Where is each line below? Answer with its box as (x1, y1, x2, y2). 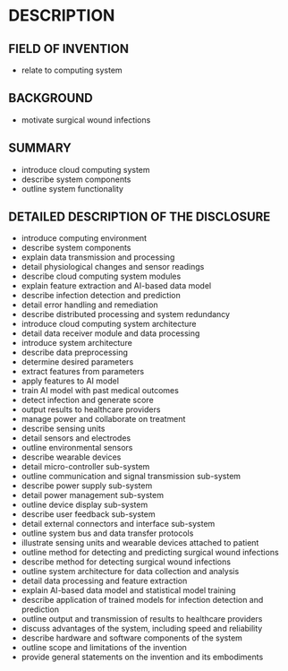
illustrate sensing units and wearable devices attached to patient (21, 538, 259, 548)
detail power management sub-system (21, 490, 165, 501)
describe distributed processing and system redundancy (21, 309, 230, 320)
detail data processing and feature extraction (21, 575, 188, 587)
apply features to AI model (21, 375, 120, 386)
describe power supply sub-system (21, 480, 153, 491)
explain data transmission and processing (21, 252, 175, 262)
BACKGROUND (8, 90, 93, 106)
